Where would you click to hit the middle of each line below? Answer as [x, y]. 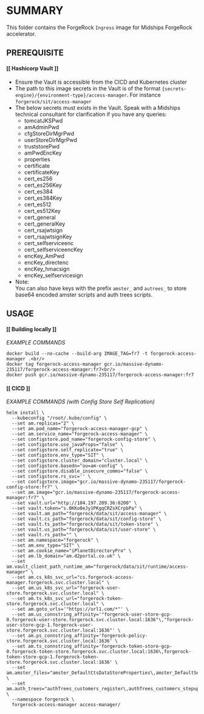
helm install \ [25, 413]
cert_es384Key [43, 198]
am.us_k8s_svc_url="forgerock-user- [74, 588]
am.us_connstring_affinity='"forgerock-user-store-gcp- [100, 615]
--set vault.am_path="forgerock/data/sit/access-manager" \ [89, 514]
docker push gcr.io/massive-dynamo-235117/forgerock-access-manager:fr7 [100, 375]
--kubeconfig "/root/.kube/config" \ [59, 418]
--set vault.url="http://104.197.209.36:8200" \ [74, 503]
